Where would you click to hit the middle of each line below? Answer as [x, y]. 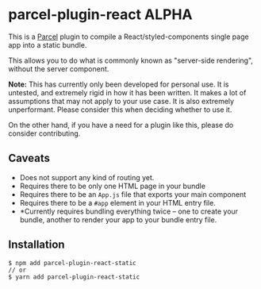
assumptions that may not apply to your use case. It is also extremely [121, 101]
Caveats [29, 158]
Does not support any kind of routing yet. [87, 177]
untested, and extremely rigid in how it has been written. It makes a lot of [127, 92]
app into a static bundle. [48, 44]
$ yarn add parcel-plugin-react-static [74, 277]
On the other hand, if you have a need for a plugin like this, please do [121, 125]
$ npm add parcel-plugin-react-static [72, 263]
